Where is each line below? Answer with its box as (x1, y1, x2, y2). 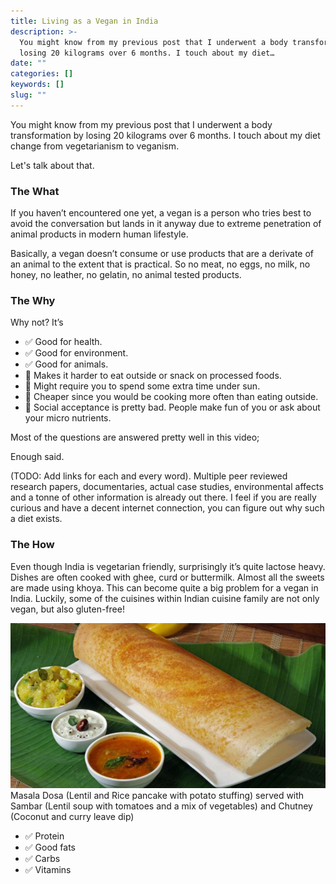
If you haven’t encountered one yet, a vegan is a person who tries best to (10, 207, 312, 219)
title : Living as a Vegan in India (10, 16, 159, 26)
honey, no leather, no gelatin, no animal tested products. (10, 269, 242, 281)
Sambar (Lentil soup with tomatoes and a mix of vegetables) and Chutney (10, 800, 313, 812)
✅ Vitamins (24, 864, 72, 876)
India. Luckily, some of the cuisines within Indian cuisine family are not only (10, 592, 320, 604)
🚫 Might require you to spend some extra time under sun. (24, 380, 261, 392)
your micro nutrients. (24, 412, 112, 424)
